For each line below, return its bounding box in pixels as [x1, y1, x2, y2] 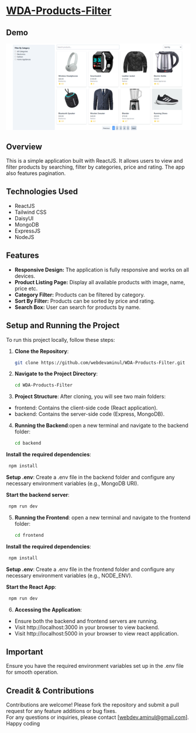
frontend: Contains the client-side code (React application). [14, 404, 158, 412]
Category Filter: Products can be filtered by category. [14, 291, 145, 298]
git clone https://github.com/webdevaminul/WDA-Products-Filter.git [14, 359, 185, 365]
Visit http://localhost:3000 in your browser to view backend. [14, 624, 160, 631]
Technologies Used [6, 187, 78, 197]
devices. [14, 272, 36, 280]
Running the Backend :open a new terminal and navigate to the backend [14, 422, 189, 429]
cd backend [14, 441, 42, 446]
